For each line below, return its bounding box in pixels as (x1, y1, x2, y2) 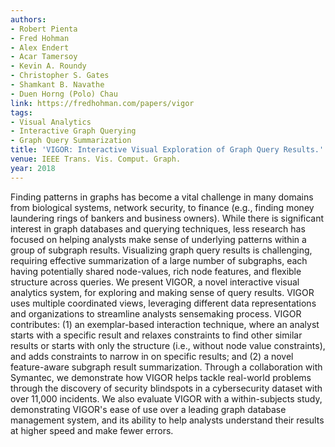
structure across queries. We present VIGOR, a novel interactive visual (10, 276, 300, 288)
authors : (10, 14, 47, 25)
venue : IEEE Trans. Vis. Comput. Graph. (10, 154, 182, 164)
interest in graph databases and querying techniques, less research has (10, 222, 306, 235)
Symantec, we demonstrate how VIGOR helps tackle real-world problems (10, 371, 312, 383)
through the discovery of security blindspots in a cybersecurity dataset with (10, 382, 323, 394)
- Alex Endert (10, 42, 70, 53)
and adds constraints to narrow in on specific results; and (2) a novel (10, 350, 294, 362)
